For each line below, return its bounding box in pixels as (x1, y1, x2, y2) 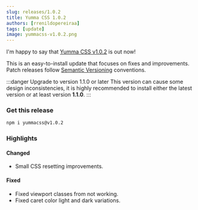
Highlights (6, 134, 38, 143)
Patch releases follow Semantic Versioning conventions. (6, 66, 147, 73)
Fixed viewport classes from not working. (15, 190, 119, 197)
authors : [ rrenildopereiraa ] (6, 20, 80, 26)
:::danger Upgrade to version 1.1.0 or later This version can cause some (6, 78, 183, 86)
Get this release (6, 106, 54, 115)
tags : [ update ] (6, 25, 45, 32)
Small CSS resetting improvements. (15, 163, 104, 170)
